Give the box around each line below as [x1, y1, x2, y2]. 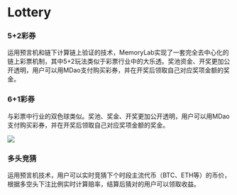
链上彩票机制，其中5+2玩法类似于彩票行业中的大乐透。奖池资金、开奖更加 [7, 57, 224, 66]
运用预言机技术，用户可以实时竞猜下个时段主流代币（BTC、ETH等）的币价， [7, 171, 231, 179]
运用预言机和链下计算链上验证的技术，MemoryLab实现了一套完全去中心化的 [7, 48, 229, 57]
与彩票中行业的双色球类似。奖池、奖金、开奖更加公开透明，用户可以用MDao [7, 111, 231, 121]
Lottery [7, 4, 52, 21]
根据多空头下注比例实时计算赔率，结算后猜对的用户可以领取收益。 [7, 180, 200, 189]
